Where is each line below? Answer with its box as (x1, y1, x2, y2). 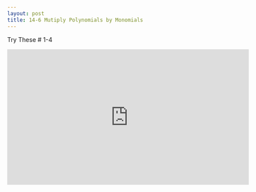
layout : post (7, 10, 45, 17)
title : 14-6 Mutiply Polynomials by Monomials (7, 17, 144, 23)
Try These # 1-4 (7, 35, 53, 43)
